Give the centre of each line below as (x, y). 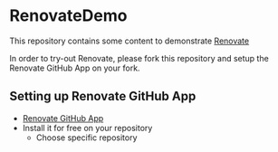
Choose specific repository (86, 138)
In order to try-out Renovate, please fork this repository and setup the (139, 58)
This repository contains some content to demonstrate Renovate (129, 41)
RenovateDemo (68, 16)
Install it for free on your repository (87, 128)
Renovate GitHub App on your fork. (75, 68)
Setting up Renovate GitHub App (103, 96)
